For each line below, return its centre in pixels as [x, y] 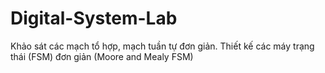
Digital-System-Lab [94, 18]
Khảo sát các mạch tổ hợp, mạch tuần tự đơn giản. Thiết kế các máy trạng [162, 46]
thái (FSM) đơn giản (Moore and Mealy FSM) [102, 56]
